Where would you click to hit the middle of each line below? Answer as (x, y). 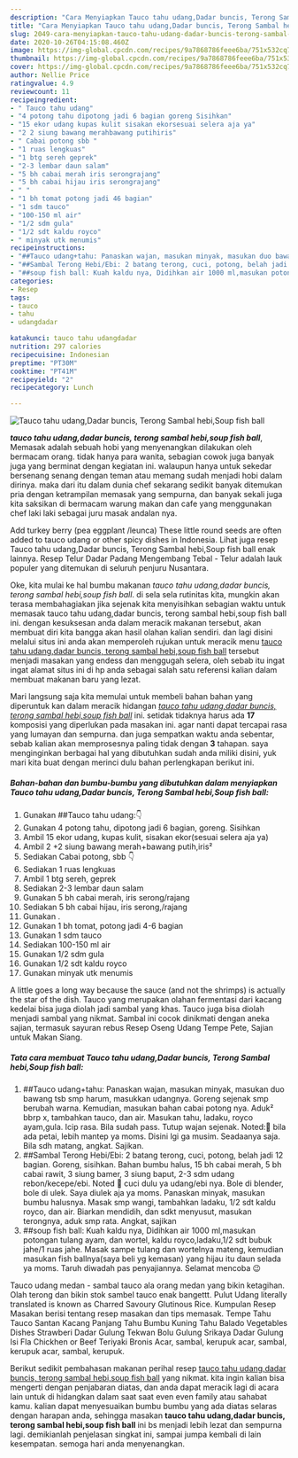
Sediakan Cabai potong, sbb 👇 (79, 857)
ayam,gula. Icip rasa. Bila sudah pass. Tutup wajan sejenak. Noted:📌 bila (154, 1127)
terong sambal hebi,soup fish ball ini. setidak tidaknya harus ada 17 (133, 715)
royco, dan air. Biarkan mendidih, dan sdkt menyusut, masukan (137, 1212)
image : (22, 51)
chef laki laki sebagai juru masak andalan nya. (94, 513)
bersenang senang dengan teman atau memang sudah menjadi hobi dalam (146, 476)
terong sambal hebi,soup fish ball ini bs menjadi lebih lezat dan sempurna (146, 1425)
